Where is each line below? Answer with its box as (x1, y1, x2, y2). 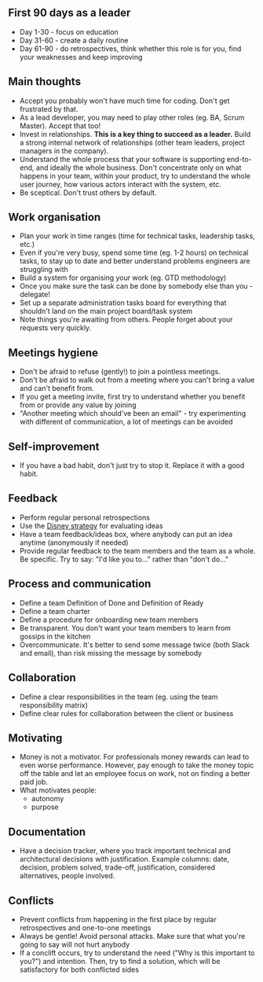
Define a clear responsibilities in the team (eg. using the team (19, 692, 218, 701)
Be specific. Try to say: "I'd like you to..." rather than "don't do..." (19, 554, 229, 564)
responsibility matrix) (19, 700, 89, 710)
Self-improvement (8, 440, 100, 453)
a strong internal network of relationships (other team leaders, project (19, 138, 245, 147)
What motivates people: (19, 785, 97, 795)
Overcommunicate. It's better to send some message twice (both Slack (19, 640, 250, 649)
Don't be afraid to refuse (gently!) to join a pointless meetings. (19, 367, 221, 377)
